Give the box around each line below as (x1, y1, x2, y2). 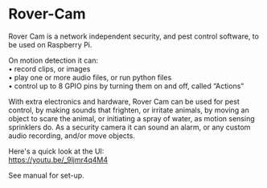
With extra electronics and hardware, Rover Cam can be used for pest (8, 96, 240, 106)
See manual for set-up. (8, 170, 84, 180)
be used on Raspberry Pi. (8, 39, 92, 49)
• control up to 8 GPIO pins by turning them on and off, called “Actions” (8, 81, 244, 91)
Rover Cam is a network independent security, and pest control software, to (8, 31, 260, 41)
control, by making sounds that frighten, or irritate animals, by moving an (8, 105, 249, 115)
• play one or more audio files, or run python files (8, 72, 172, 82)
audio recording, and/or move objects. (8, 130, 135, 141)
